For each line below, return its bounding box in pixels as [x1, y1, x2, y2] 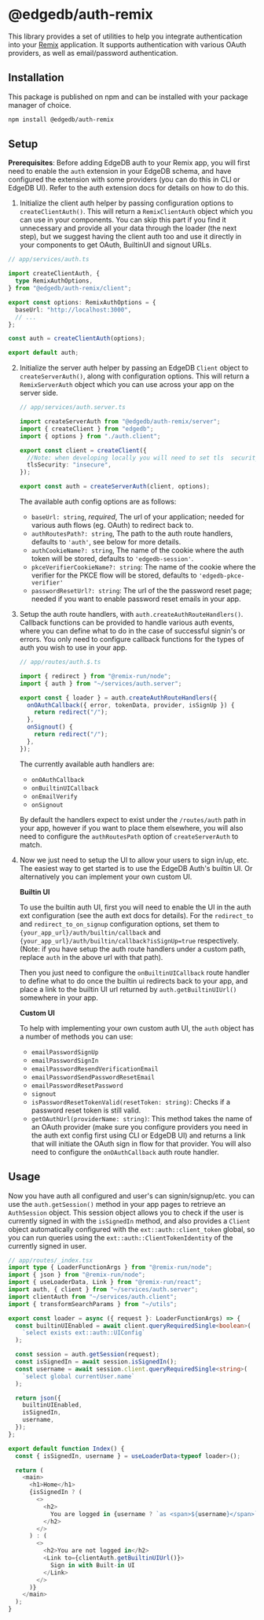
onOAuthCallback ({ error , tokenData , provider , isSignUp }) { [27, 701, 235, 709]
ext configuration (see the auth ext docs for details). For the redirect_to [19, 910, 254, 920]
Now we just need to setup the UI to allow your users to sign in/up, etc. [19, 855, 250, 865]
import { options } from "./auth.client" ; [19, 432, 161, 440]
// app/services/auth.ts [8, 256, 90, 264]
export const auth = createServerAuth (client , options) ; [19, 482, 211, 491]
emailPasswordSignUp [31, 1048, 99, 1056]
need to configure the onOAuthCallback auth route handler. [31, 1147, 220, 1157]
